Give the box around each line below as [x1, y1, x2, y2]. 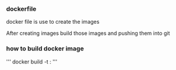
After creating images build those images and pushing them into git [6, 30, 170, 37]
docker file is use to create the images [6, 18, 100, 26]
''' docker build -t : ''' [6, 58, 57, 65]
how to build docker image [6, 44, 84, 53]
